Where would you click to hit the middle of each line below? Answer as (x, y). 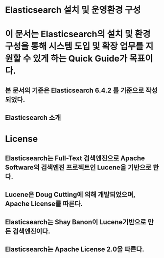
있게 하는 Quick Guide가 (80, 59)
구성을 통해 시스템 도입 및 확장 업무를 (74, 46)
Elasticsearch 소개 (33, 118)
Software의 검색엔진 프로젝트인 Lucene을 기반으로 (78, 167)
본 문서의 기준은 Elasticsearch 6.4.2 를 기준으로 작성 (81, 90)
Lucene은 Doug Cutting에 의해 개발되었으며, (70, 195)
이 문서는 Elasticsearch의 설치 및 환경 (78, 34)
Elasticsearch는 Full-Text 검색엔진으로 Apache (75, 158)
